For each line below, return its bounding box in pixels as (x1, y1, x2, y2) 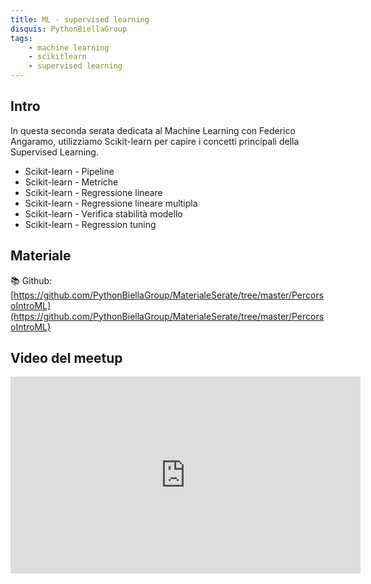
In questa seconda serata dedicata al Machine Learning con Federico (10, 124, 296, 136)
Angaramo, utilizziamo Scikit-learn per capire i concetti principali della (10, 135, 300, 147)
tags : (10, 33, 33, 43)
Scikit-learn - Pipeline (24, 165, 115, 177)
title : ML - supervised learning (10, 14, 150, 25)
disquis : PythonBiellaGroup (10, 24, 128, 34)
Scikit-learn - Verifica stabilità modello (24, 207, 183, 220)
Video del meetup (10, 350, 123, 367)
